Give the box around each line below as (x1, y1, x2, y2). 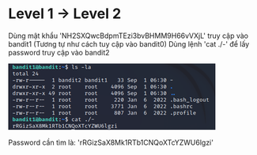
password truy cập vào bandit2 (8, 47, 110, 57)
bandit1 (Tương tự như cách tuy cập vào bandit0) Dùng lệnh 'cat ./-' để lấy (8, 39, 250, 48)
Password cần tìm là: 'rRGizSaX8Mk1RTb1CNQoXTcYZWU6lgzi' (8, 138, 214, 147)
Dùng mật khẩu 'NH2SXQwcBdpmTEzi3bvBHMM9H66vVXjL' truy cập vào (8, 31, 249, 40)
